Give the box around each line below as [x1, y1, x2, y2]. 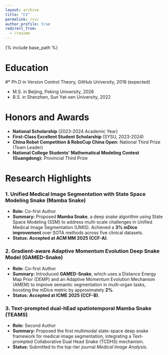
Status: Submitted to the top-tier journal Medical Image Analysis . [12, 343, 148, 350]
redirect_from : [5, 26, 37, 31]
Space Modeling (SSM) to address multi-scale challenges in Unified [12, 219, 153, 225]
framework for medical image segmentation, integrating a [12, 333, 131, 339]
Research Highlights [5, 173, 92, 184]
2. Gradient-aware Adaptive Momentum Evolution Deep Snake [5, 248, 160, 255]
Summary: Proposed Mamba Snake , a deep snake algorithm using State [12, 214, 163, 220]
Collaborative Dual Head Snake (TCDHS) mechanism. [34, 338, 144, 344]
